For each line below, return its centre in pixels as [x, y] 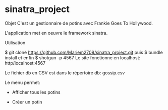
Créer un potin [27, 102]
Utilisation [15, 42]
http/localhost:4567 [25, 63]
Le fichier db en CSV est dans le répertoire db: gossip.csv [65, 73]
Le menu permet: [23, 82]
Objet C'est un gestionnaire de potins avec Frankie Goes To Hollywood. [79, 23]
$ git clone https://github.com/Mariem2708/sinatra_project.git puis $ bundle [84, 52]
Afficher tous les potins [36, 92]
